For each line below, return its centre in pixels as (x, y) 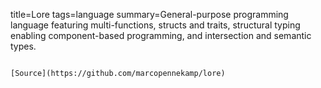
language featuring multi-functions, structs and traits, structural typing (155, 25)
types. (23, 46)
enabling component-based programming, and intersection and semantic (161, 35)
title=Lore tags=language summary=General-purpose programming (149, 14)
